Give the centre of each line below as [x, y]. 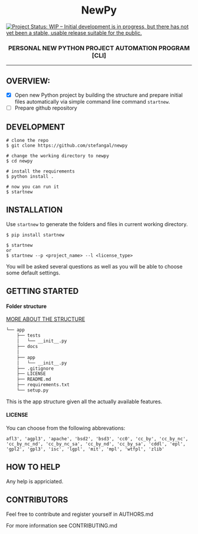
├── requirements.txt [43, 385]
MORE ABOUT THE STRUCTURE [46, 319]
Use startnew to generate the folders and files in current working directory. [97, 224]
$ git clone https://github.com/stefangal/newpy [67, 145]
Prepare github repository [46, 108]
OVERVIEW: [28, 81]
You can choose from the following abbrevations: [66, 428]
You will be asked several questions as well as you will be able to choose [94, 266]
